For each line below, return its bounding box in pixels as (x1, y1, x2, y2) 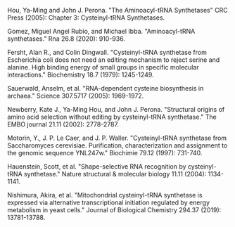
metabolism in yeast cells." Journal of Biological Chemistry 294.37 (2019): (7, 206, 222, 214)
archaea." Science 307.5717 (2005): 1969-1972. (7, 91, 144, 100)
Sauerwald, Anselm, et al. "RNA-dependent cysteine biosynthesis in (7, 84, 204, 92)
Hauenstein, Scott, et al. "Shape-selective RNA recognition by (7, 162, 186, 171)
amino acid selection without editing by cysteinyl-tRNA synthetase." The (7, 112, 217, 121)
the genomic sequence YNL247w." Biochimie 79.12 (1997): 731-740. (7, 149, 203, 157)
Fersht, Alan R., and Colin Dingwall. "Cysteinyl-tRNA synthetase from (7, 48, 208, 56)
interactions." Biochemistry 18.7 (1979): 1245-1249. (7, 70, 154, 79)
